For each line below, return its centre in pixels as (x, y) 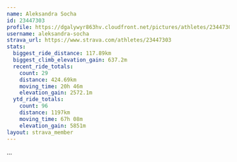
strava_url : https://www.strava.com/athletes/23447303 (89, 40)
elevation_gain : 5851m (53, 126)
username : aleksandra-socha (48, 34)
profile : (19, 27)
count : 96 (34, 106)
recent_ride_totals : (43, 66)
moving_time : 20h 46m (51, 86)
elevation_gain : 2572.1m (56, 93)
